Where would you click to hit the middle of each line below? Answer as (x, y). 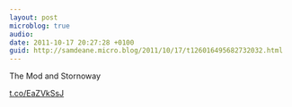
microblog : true (40, 26)
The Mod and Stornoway (55, 76)
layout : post (34, 17)
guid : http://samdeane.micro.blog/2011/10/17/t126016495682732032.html (146, 51)
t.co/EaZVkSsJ (37, 94)
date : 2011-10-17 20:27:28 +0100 (72, 42)
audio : (22, 34)
